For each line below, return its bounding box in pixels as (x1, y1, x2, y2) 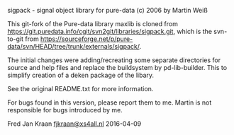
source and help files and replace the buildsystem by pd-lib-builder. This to (7, 64, 228, 71)
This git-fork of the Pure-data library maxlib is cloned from (7, 20, 179, 28)
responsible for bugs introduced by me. (7, 106, 123, 114)
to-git (7, 35, 23, 43)
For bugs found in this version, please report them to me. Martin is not (7, 98, 212, 107)
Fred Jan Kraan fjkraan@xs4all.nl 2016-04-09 (7, 119, 142, 128)
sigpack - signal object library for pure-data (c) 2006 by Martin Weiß (7, 6, 208, 14)
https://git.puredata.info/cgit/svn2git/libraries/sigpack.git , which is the (7, 28, 213, 35)
